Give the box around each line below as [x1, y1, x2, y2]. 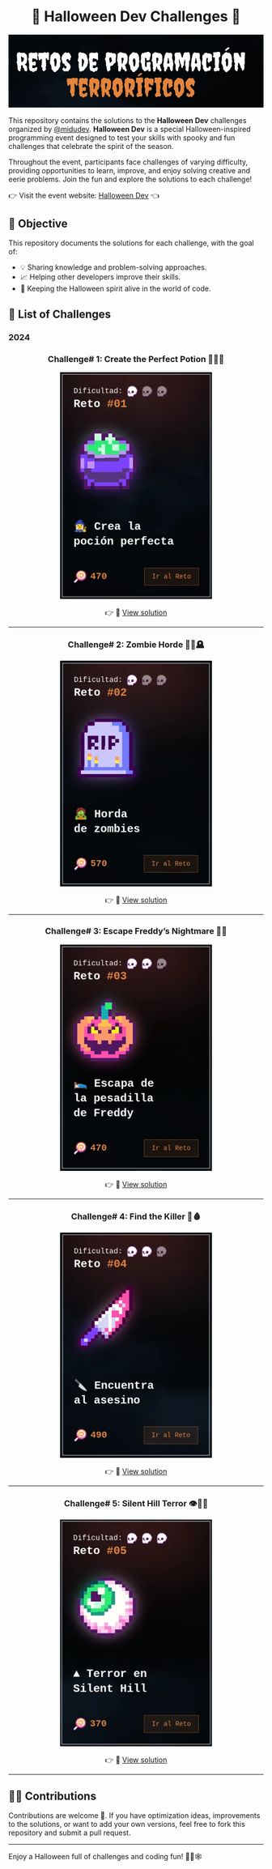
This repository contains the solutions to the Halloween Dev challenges [8, 115, 247, 125]
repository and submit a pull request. [8, 1828, 131, 1837]
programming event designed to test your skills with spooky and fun [8, 133, 236, 143]
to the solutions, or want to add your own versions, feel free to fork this [8, 1820, 245, 1829]
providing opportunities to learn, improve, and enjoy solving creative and [8, 165, 251, 175]
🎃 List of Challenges [8, 307, 112, 321]
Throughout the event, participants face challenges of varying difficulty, [8, 157, 249, 167]
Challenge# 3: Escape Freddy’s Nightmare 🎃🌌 [45, 926, 227, 937]
